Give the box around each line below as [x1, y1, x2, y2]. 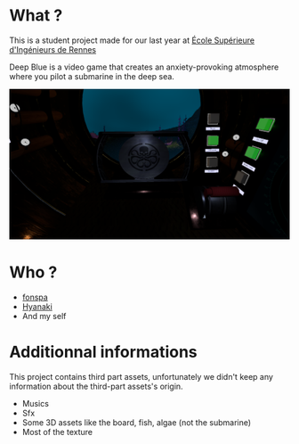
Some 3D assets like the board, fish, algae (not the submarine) [21, 417, 252, 428]
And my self [21, 311, 67, 322]
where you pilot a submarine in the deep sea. [9, 70, 175, 81]
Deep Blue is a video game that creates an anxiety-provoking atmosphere [9, 62, 279, 72]
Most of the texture [21, 427, 93, 438]
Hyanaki [21, 301, 53, 312]
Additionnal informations [9, 342, 198, 362]
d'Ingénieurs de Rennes [9, 44, 96, 54]
